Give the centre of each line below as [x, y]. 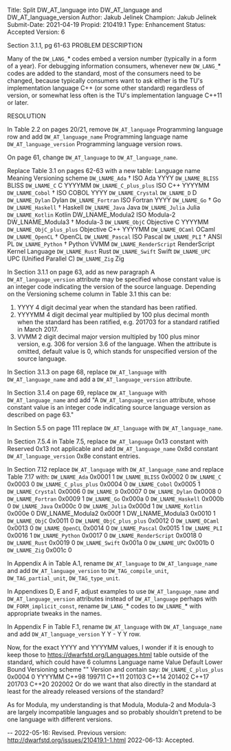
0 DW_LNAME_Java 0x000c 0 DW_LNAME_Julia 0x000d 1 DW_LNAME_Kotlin [105, 506]
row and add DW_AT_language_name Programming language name [98, 137]
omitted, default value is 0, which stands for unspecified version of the [117, 351]
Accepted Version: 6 [36, 32]
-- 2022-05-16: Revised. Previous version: [67, 733]
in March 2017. [37, 329]
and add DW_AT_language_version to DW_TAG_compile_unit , [88, 571]
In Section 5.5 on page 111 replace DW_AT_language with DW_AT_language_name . [115, 428]
